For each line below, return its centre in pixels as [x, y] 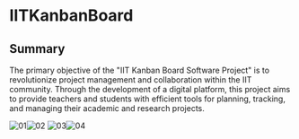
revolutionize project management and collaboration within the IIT [131, 80]
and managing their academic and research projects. [107, 108]
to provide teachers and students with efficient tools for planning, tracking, [147, 99]
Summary [37, 49]
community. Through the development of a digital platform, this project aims [150, 89]
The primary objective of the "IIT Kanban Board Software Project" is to [140, 70]
